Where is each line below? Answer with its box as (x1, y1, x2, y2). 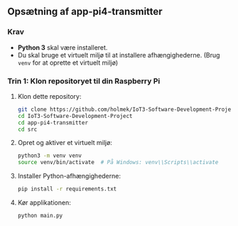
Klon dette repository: (17, 92, 82, 100)
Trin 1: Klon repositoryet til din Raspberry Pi (7, 76, 161, 86)
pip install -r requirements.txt (17, 185, 117, 193)
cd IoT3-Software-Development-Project (17, 112, 133, 119)
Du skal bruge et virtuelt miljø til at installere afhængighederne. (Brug (17, 50, 220, 59)
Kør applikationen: (17, 198, 71, 207)
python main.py (17, 212, 63, 220)
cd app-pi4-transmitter (17, 119, 89, 127)
